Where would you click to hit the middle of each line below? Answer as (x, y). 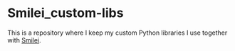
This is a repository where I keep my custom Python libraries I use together (117, 33)
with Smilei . (24, 40)
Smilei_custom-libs (66, 13)
